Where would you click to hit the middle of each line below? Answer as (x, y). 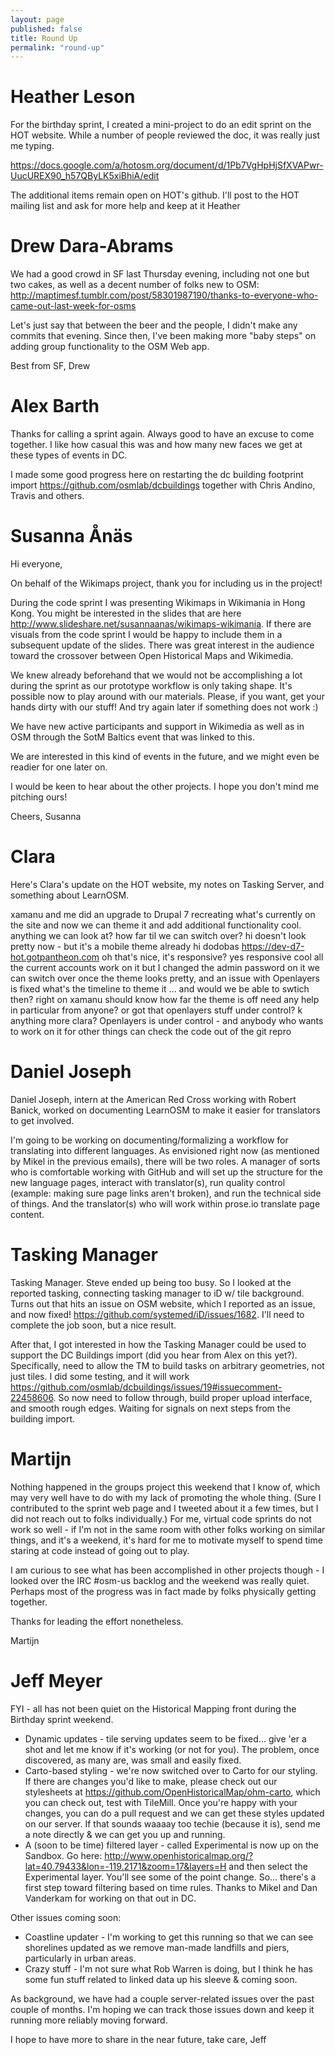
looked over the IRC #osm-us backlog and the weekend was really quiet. (160, 1580)
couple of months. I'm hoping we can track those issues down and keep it (162, 2009)
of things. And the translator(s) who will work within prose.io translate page (165, 1203)
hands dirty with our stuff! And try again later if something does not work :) (164, 707)
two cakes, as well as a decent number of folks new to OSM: (135, 285)
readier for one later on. (59, 767)
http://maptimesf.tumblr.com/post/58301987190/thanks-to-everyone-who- (164, 295)
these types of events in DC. (69, 455)
